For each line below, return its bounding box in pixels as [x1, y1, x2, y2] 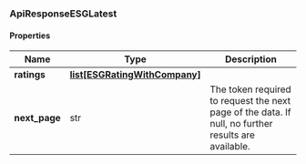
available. [209, 140, 250, 153]
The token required [209, 83, 291, 96]
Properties [9, 30, 51, 41]
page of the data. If [209, 106, 291, 118]
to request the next [209, 95, 291, 108]
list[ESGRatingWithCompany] [69, 68, 201, 81]
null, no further [209, 118, 273, 130]
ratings [14, 68, 46, 81]
